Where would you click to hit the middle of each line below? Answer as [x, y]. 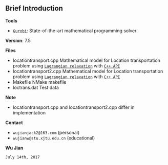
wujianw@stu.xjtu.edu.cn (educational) [54, 138]
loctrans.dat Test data [36, 87]
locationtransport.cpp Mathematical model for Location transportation [86, 60]
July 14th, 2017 [23, 157]
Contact [14, 123]
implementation [29, 112]
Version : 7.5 [18, 40]
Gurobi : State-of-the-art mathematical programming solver [75, 31]
